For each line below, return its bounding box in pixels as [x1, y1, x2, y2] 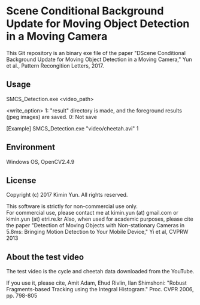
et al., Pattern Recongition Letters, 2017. [6, 62, 104, 69]
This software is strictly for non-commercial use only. [6, 203, 138, 210]
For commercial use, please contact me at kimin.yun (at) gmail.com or [6, 209, 178, 216]
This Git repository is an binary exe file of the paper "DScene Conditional [6, 49, 186, 56]
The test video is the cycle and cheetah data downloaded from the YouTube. [6, 268, 195, 275]
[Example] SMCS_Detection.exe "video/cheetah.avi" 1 [6, 124, 139, 132]
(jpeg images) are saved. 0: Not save [6, 113, 98, 120]
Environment [6, 142, 56, 152]
